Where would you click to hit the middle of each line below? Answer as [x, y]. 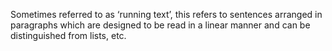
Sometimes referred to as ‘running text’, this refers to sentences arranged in [166, 14]
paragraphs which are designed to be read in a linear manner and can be [160, 25]
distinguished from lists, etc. [68, 35]
